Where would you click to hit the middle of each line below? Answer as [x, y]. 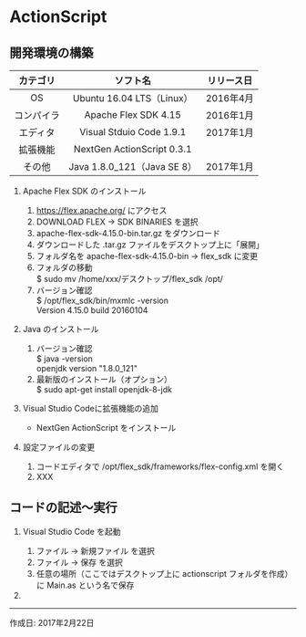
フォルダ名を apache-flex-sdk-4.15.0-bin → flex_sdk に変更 [147, 256]
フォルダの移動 [64, 267]
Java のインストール [61, 329]
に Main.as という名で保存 [85, 585]
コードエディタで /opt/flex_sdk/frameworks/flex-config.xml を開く [160, 466]
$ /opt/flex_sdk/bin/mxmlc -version [102, 300]
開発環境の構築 [51, 52]
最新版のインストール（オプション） [104, 379]
